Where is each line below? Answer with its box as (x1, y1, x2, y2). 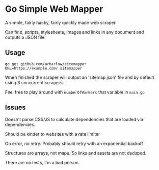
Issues (5, 103, 26, 112)
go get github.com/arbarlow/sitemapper (5, 61, 87, 67)
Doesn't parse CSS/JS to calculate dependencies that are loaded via (5, 116, 143, 122)
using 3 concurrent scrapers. (5, 79, 64, 85)
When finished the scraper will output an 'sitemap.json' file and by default (5, 74, 155, 80)
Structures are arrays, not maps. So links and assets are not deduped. (5, 150, 146, 156)
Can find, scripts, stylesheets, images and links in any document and (5, 29, 144, 35)
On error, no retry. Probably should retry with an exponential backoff (5, 141, 143, 146)
